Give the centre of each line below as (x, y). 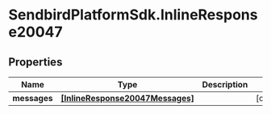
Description (225, 84)
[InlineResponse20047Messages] (127, 98)
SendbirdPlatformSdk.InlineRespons (133, 15)
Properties (35, 62)
